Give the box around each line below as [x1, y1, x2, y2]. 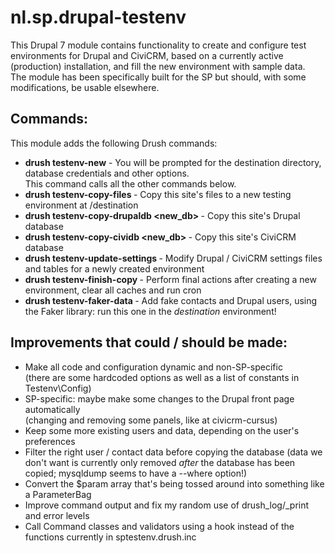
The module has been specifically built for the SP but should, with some [10, 71, 307, 83]
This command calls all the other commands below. [24, 177, 237, 190]
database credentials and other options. [24, 167, 190, 179]
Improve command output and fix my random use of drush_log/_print [24, 499, 310, 511]
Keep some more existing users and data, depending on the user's [24, 424, 300, 436]
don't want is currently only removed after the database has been [24, 456, 296, 468]
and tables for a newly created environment [24, 262, 205, 275]
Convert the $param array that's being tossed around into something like [24, 477, 325, 490]
